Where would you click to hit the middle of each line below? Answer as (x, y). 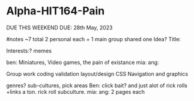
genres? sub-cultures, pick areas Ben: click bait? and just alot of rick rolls (97, 85)
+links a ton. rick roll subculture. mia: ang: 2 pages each (76, 91)
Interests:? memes (29, 51)
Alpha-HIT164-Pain (56, 11)
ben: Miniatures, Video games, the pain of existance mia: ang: (83, 62)
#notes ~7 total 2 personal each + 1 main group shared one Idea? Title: (94, 39)
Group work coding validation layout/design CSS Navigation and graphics (97, 74)
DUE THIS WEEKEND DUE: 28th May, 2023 (59, 27)
